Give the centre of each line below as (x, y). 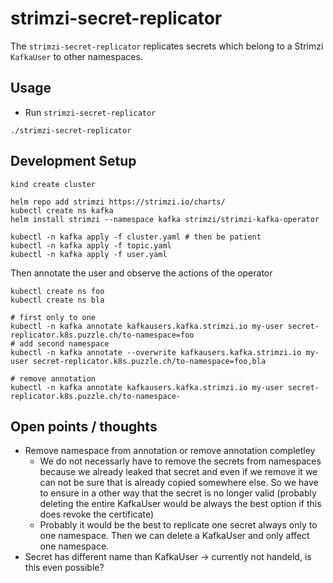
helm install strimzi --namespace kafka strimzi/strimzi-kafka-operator (165, 219)
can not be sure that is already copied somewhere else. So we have (179, 483)
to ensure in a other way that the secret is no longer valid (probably (178, 493)
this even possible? (64, 568)
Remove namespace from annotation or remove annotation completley (170, 451)
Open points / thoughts (84, 426)
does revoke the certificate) (97, 514)
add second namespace (64, 343)
